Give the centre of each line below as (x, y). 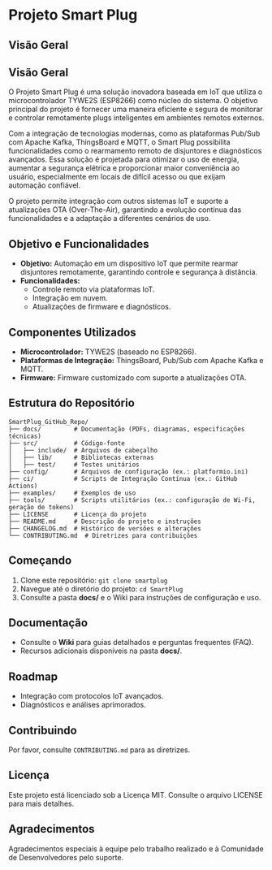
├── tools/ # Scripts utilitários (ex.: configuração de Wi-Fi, (132, 500)
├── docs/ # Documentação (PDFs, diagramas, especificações (127, 429)
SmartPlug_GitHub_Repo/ (49, 422)
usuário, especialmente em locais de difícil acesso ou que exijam (117, 177)
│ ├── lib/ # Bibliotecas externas (81, 457)
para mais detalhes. (41, 803)
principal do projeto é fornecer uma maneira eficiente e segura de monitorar (136, 109)
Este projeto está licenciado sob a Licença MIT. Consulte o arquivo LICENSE (136, 794)
